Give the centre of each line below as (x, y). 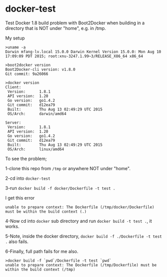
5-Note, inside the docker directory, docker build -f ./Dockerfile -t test (84, 236)
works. (12, 226)
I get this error (20, 197)
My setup (15, 38)
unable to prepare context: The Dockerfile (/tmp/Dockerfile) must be (81, 265)
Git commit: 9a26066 (27, 74)
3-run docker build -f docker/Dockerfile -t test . (60, 188)
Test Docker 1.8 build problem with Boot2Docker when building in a (75, 23)
